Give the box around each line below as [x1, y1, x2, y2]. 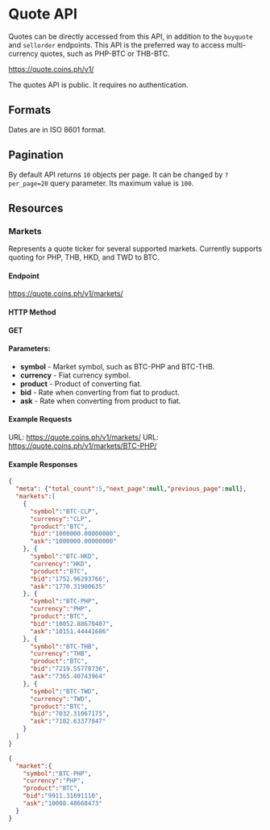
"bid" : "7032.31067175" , [29, 710, 110, 718]
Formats [8, 103, 51, 117]
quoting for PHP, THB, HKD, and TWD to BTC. [8, 252, 160, 262]
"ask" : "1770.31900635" [29, 582, 106, 590]
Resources [8, 201, 64, 215]
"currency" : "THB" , [29, 650, 92, 658]
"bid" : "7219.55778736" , [29, 665, 110, 674]
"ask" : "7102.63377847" [29, 717, 106, 726]
